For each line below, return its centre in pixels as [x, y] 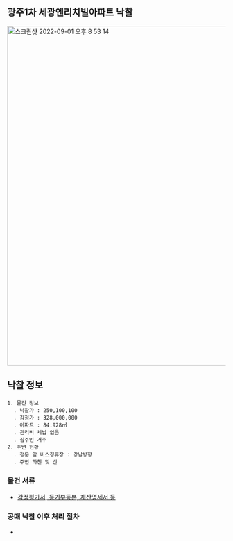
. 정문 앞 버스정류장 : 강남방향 [53, 454]
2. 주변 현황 [23, 447]
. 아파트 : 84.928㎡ [40, 425]
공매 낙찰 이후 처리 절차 [43, 517]
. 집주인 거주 [30, 440]
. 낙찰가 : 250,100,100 [45, 410]
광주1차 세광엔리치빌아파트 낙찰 [70, 12]
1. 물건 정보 [23, 403]
